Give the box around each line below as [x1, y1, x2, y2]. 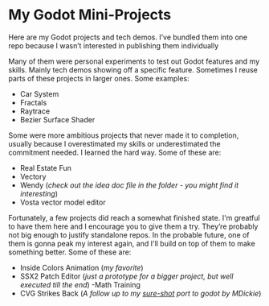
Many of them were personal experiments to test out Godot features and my [8, 56, 260, 66]
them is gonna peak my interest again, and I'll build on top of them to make [8, 238, 255, 248]
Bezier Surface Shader [19, 114, 96, 124]
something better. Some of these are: [8, 247, 132, 257]
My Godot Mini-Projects [8, 6, 172, 24]
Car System [19, 89, 59, 98]
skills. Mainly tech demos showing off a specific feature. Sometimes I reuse [8, 64, 259, 74]
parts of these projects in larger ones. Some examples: [8, 73, 190, 83]
